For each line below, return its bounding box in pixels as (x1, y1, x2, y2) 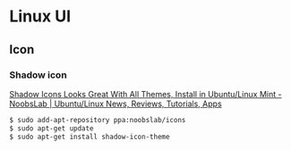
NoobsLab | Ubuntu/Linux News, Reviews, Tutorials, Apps (9, 98, 222, 109)
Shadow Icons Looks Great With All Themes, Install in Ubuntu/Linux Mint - (9, 88, 282, 99)
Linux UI (9, 6, 72, 27)
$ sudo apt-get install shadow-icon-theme (9, 132, 170, 141)
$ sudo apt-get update (9, 123, 94, 133)
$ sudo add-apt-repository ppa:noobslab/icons (9, 115, 186, 124)
